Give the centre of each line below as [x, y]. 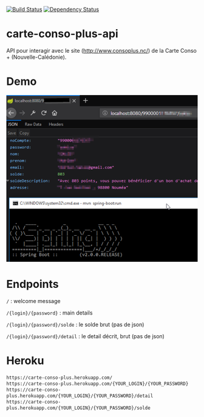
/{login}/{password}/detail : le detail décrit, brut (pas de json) [86, 336]
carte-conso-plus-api [62, 34]
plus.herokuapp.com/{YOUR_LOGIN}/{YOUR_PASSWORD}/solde [78, 408]
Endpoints [32, 284]
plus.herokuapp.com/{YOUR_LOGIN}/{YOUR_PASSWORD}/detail [80, 396]
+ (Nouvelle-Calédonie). [36, 57]
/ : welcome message [33, 301]
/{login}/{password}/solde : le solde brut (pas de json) [75, 324]
